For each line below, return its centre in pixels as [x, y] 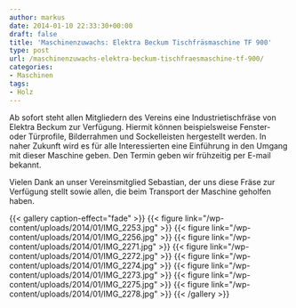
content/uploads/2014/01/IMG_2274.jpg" [84, 265]
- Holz [21, 92]
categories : [31, 68]
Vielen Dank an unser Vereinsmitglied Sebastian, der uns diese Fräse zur [142, 182]
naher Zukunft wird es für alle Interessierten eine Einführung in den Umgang [148, 146]
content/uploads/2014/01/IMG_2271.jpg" [83, 247]
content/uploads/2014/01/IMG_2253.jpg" [84, 227]
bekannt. [25, 165]
